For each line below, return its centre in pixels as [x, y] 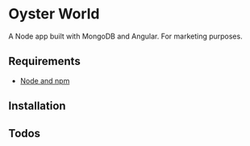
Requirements [44, 61]
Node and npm [45, 80]
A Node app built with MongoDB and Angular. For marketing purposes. [126, 36]
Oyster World [54, 14]
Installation [37, 106]
